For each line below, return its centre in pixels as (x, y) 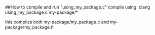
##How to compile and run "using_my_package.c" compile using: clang (78, 7)
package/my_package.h (29, 27)
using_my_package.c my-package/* (42, 12)
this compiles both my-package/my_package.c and (57, 22)
